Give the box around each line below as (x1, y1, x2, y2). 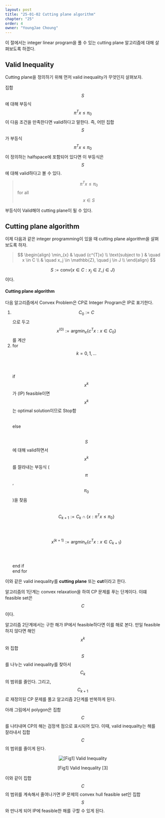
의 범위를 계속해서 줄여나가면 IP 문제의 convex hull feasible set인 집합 (5, 791, 141, 797)
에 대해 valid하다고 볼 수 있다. (5, 170, 62, 176)
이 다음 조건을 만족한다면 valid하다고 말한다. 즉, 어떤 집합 (5, 119, 114, 125)
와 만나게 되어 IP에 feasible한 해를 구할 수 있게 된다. (5, 808, 105, 814)
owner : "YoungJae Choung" (5, 26, 58, 31)
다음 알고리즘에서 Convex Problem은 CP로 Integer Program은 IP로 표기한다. (5, 300, 154, 306)
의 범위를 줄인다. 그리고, (5, 679, 51, 685)
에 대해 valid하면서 (12, 447, 48, 453)
